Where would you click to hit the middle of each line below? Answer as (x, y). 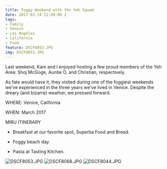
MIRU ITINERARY (23, 122)
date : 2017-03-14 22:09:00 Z (36, 15)
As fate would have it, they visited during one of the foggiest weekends (79, 82)
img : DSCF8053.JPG (25, 52)
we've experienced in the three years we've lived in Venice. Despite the (80, 87)
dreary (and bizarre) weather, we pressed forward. (58, 93)
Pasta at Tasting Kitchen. (38, 151)
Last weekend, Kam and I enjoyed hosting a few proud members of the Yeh (83, 67)
